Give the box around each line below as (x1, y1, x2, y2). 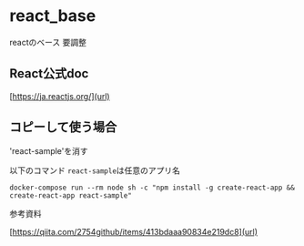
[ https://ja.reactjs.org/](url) (9, 90, 111, 101)
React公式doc (9, 66, 89, 82)
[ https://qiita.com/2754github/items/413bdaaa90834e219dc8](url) (9, 226, 258, 237)
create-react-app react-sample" (9, 190, 132, 200)
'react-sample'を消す (9, 145, 88, 156)
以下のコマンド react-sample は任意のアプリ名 (9, 165, 180, 176)
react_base (9, 5, 96, 26)
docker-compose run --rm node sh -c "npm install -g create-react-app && (9, 183, 296, 192)
